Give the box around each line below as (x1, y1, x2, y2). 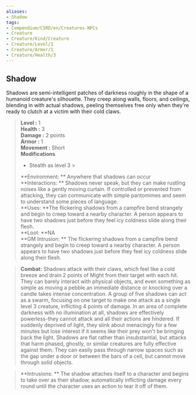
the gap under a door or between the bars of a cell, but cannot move (20, 353, 186, 360)
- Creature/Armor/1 (6, 47, 54, 53)
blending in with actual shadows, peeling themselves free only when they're (6, 102, 189, 109)
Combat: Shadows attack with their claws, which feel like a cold (20, 265, 176, 273)
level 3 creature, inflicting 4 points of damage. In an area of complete (20, 303, 187, 310)
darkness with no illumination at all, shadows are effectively (20, 309, 164, 316)
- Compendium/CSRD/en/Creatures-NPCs (6, 25, 98, 31)
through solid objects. (20, 359, 73, 366)
